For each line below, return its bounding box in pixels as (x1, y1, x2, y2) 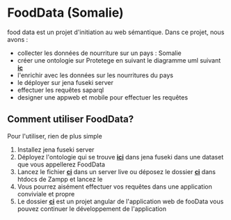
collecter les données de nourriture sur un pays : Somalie (17, 49, 182, 57)
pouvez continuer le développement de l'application (17, 204, 167, 213)
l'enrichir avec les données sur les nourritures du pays (17, 71, 174, 79)
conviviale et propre (17, 189, 75, 198)
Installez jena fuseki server (17, 145, 95, 154)
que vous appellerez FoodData (17, 160, 106, 168)
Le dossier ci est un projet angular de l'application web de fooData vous (17, 197, 224, 205)
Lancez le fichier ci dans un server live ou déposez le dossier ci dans (17, 167, 216, 175)
